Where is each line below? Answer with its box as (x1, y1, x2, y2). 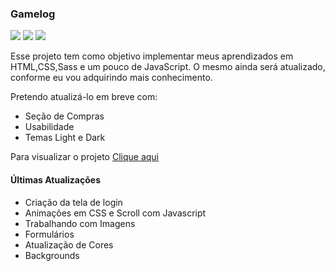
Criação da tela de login (24, 196, 123, 208)
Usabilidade (24, 121, 75, 133)
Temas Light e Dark (24, 132, 106, 144)
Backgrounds (24, 249, 80, 261)
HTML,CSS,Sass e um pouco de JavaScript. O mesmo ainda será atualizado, (10, 61, 326, 73)
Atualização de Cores (24, 238, 114, 251)
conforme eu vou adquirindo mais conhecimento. (10, 72, 213, 84)
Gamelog (10, 7, 56, 21)
